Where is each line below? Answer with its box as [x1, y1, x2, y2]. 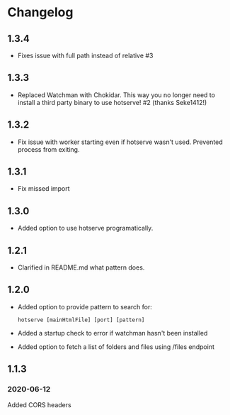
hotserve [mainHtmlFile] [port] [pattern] [17, 316, 145, 323]
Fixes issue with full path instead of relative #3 [17, 51, 154, 60]
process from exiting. [17, 145, 80, 153]
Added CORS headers [7, 400, 72, 409]
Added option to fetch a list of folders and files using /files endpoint [17, 342, 214, 351]
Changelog [7, 4, 74, 21]
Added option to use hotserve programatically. [17, 224, 154, 233]
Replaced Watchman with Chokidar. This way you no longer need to [17, 90, 216, 99]
